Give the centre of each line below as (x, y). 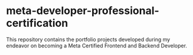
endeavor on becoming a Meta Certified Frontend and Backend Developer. (97, 46)
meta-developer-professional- (83, 11)
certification (37, 23)
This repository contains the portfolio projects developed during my (88, 39)
